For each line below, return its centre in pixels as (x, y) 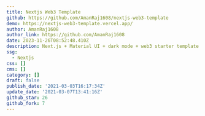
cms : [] (16, 69)
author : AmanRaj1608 (33, 29)
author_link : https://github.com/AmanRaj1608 (65, 35)
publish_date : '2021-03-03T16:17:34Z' (56, 87)
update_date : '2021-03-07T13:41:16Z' (55, 92)
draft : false (23, 80)
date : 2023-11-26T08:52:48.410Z (48, 41)
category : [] (23, 75)
